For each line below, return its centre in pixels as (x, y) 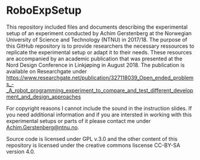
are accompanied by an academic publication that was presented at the (94, 59)
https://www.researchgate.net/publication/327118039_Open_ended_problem (100, 78)
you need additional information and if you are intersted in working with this (99, 115)
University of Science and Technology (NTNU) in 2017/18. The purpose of (97, 39)
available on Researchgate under (47, 71)
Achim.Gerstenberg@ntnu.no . (43, 127)
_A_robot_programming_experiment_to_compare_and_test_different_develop (100, 90)
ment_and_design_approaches (44, 97)
